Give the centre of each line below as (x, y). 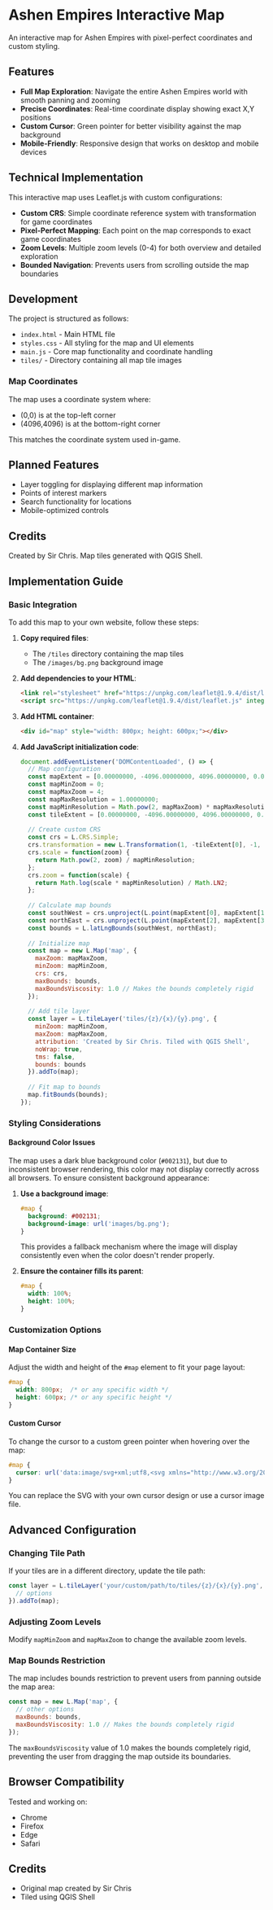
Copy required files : (54, 637)
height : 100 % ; (52, 1301)
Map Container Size (43, 1349)
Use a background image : (64, 1194)
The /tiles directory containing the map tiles (108, 654)
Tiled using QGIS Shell (58, 1897)
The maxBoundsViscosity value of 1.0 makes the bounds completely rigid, (130, 1747)
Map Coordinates (43, 382)
